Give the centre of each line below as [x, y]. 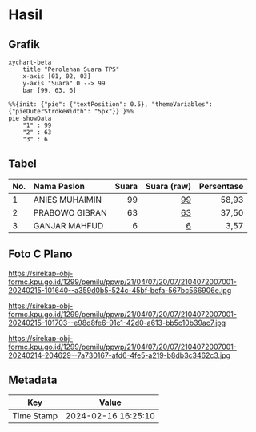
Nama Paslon [59, 186]
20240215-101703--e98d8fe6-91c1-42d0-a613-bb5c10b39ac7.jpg [117, 323]
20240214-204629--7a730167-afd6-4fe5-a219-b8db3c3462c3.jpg [119, 355]
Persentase [221, 186]
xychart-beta [30, 62]
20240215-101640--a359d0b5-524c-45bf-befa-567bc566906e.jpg [120, 290]
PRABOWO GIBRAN [70, 212]
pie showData [30, 118]
